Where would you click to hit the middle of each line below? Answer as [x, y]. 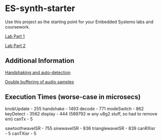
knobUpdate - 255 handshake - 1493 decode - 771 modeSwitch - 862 [74, 109]
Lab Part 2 [15, 45]
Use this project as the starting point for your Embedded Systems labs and [79, 22]
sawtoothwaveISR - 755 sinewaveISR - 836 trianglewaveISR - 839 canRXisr [80, 128]
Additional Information [40, 61]
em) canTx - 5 [19, 119]
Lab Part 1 [15, 36]
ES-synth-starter [40, 8]
